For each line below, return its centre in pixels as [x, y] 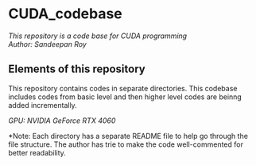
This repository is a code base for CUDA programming [98, 36]
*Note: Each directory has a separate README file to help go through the [128, 136]
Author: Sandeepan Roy [48, 44]
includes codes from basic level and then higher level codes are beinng [125, 97]
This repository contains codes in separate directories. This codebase [123, 88]
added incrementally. [43, 105]
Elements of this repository [77, 69]
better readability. [37, 152]
